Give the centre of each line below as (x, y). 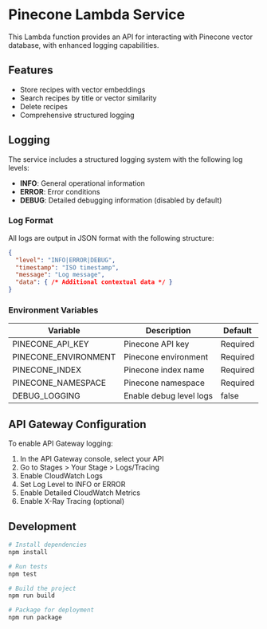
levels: (19, 167)
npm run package (35, 618)
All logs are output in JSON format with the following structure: (111, 238)
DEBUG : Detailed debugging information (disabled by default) (121, 200)
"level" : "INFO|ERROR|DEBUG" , (65, 260)
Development (43, 527)
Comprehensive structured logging (77, 115)
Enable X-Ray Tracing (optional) (72, 501)
